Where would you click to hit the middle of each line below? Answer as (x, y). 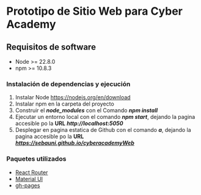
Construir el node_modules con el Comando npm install (86, 110)
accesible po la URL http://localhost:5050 (69, 123)
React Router (31, 172)
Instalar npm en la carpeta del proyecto (64, 104)
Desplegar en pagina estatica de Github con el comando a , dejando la (103, 130)
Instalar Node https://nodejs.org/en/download (73, 97)
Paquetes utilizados (36, 159)
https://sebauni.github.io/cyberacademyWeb (75, 143)
